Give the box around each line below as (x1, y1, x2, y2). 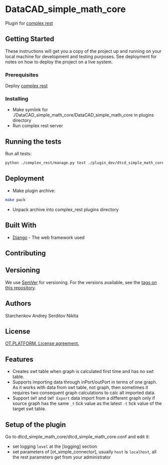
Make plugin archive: (12, 188, 56, 194)
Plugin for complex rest (5, 20, 53, 26)
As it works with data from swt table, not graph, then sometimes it (12, 385, 148, 391)
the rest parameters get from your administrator (12, 454, 111, 460)
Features (5, 355, 33, 363)
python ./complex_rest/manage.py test (5, 160, 86, 165)
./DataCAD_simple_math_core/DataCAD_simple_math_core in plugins (12, 112, 154, 118)
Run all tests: (5, 151, 31, 157)
